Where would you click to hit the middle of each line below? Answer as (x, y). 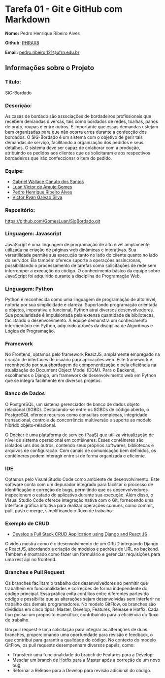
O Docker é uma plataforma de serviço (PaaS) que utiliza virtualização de (80, 435)
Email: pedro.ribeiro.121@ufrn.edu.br (42, 52)
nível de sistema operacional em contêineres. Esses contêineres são (74, 440)
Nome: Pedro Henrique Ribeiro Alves (43, 33)
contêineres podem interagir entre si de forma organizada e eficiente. (76, 455)
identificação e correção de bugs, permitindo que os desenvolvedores (77, 490)
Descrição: (18, 106)
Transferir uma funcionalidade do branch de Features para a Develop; (83, 654)
